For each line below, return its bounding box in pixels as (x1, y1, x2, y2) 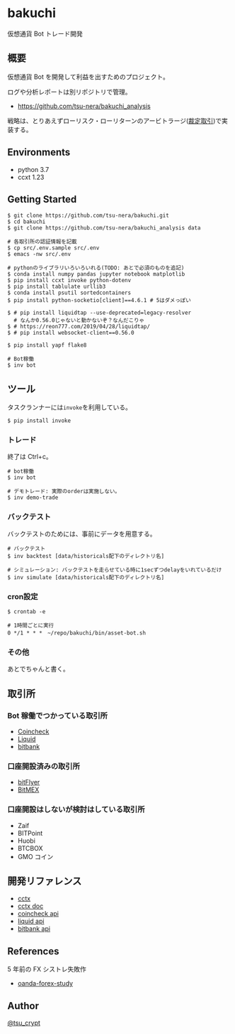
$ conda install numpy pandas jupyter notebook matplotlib (7, 271, 185, 278)
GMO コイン (17, 852, 54, 861)
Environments (7, 146, 71, 158)
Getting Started (7, 193, 77, 205)
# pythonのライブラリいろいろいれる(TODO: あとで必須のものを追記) (7, 264, 185, 271)
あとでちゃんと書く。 (7, 664, 69, 673)
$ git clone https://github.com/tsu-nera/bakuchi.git (7, 212, 170, 220)
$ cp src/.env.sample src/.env (7, 244, 100, 252)
